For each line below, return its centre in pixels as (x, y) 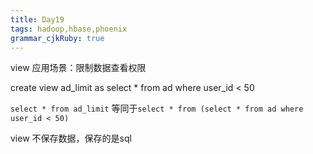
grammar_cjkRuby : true (57, 38)
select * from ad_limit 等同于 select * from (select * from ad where (157, 108)
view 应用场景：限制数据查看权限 (78, 68)
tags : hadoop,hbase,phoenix (69, 29)
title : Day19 (37, 19)
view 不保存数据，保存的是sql (71, 138)
